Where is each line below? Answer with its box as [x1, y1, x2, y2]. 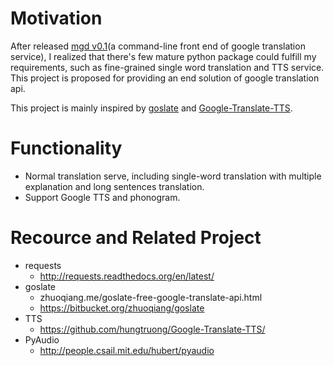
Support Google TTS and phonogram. [24, 191, 181, 203]
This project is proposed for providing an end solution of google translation [10, 72, 320, 84]
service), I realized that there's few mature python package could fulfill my [10, 50, 317, 62]
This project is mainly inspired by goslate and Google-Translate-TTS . [10, 102, 293, 114]
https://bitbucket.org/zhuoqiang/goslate [39, 302, 205, 314]
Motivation [10, 7, 103, 30]
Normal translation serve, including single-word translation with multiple [24, 170, 322, 182]
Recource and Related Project [10, 227, 262, 249]
